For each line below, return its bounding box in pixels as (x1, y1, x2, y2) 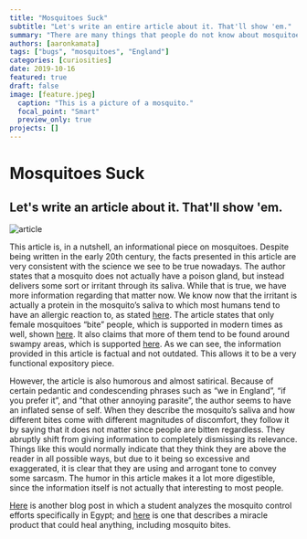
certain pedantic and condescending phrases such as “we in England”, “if (9, 386, 286, 396)
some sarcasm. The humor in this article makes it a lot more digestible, (9, 472, 276, 483)
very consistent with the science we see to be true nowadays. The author (9, 261, 286, 271)
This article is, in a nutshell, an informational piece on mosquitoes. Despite (9, 241, 290, 252)
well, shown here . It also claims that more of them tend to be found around (9, 329, 291, 339)
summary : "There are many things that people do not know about (9, 30, 259, 39)
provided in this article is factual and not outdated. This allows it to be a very (9, 348, 297, 359)
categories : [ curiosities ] (9, 56, 112, 65)
